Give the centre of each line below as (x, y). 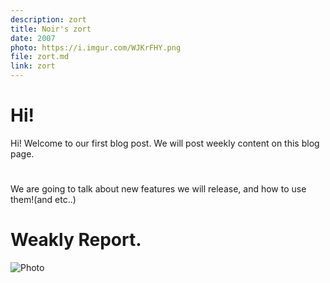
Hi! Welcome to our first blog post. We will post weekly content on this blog (165, 143)
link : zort (33, 66)
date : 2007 (33, 38)
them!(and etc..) (43, 200)
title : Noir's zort (51, 29)
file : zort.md (40, 57)
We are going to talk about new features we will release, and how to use (158, 189)
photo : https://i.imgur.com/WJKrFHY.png (96, 47)
